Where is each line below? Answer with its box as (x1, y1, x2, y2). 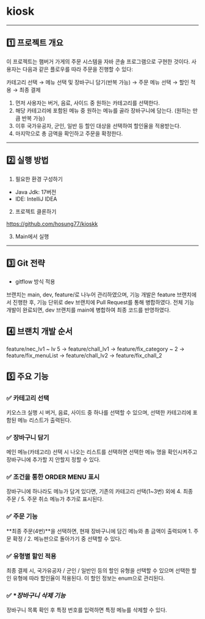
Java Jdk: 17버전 (15, 188, 57, 195)
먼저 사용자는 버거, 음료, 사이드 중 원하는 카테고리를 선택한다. (15, 99, 160, 107)
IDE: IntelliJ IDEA (15, 195, 57, 203)
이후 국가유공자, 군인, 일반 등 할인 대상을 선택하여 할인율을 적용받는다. (15, 122, 181, 129)
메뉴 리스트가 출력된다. (17, 416, 72, 424)
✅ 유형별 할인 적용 (6, 552, 57, 560)
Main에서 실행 (15, 233, 49, 240)
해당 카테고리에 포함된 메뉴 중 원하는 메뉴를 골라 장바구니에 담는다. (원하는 (15, 107, 192, 114)
